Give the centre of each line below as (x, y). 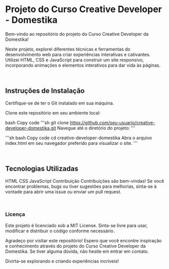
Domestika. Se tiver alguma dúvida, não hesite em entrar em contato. (77, 251)
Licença (15, 214)
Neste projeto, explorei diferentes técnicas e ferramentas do (68, 49)
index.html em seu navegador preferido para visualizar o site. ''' (71, 143)
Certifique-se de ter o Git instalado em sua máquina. (60, 103)
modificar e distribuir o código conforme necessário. (60, 231)
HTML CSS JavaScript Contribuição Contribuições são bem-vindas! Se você (85, 181)
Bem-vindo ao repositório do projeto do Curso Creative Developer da (77, 34)
